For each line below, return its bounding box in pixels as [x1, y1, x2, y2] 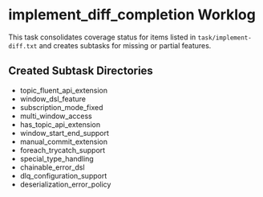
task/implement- [197, 34, 253, 42]
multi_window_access [19, 111, 92, 121]
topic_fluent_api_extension [19, 85, 108, 95]
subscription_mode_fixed [19, 102, 103, 112]
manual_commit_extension [19, 137, 108, 146]
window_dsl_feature [19, 94, 87, 104]
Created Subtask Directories [8, 64, 154, 78]
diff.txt [8, 42, 38, 50]
